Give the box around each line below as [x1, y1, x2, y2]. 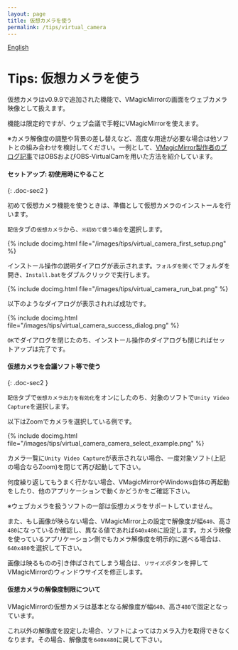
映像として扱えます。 [7, 104, 70, 112]
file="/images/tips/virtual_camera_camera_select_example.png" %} [7, 439, 205, 447]
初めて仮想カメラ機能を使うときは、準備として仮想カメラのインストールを [7, 201, 225, 209]
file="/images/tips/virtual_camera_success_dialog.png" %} [7, 321, 180, 330]
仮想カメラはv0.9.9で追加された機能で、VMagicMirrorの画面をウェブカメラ [7, 95, 228, 104]
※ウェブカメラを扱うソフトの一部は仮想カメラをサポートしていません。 [7, 501, 217, 510]
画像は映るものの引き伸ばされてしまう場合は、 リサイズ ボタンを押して [7, 558, 209, 567]
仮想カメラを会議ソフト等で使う [7, 362, 101, 371]
